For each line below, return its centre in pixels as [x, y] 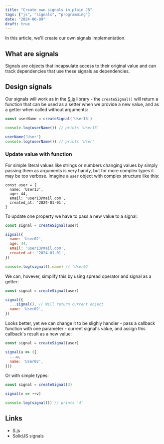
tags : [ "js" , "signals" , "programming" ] [48, 15]
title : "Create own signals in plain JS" [49, 10]
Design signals [29, 87]
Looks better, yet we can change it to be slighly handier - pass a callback [80, 323]
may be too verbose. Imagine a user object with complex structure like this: [82, 176]
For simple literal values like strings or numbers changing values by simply [82, 165]
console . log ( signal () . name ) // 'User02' [48, 267]
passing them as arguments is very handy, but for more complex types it [80, 170]
